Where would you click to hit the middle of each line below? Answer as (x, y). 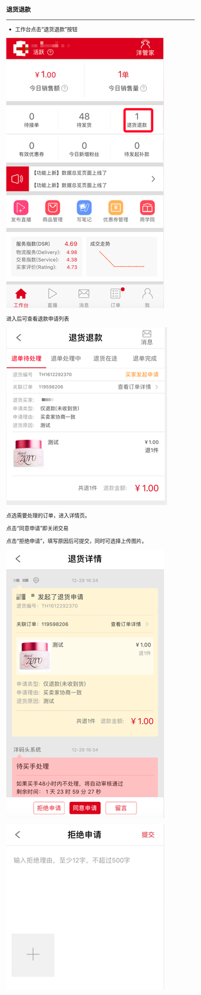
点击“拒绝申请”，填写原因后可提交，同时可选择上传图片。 (77, 541)
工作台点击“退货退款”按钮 (46, 29)
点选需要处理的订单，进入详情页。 (48, 515)
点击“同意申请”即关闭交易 (37, 528)
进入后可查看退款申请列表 (38, 318)
